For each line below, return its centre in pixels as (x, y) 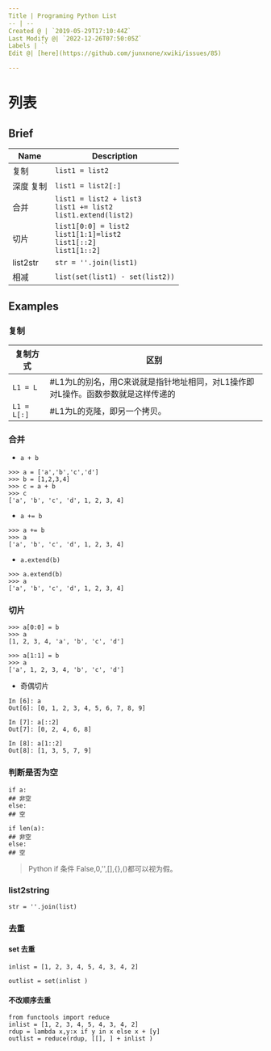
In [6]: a (25, 701)
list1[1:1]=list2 (88, 234)
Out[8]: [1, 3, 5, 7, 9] (50, 751)
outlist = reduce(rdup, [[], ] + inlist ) (81, 1039)
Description (115, 156)
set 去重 (22, 949)
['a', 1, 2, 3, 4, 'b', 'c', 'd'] (67, 670)
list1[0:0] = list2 (92, 226)
